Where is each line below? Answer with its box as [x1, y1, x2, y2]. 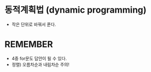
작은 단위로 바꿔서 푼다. [11, 21, 57, 27]
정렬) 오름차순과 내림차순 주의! [11, 61, 70, 67]
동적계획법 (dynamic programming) [4, 4, 147, 16]
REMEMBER [4, 39, 53, 50]
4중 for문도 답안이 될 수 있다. [11, 55, 67, 61]
